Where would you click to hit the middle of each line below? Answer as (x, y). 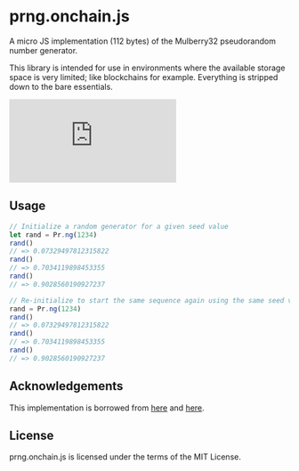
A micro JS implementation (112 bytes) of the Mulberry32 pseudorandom (142, 41)
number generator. (44, 50)
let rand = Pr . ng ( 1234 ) (53, 235)
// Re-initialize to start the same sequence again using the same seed (147, 300)
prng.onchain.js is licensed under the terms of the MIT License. (125, 457)
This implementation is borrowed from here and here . (107, 408)
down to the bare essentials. (61, 86)
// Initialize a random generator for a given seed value (119, 226)
